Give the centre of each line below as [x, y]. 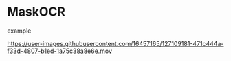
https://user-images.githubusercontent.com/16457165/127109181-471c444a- [115, 43]
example [19, 30]
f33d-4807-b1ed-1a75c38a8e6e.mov [59, 51]
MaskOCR [36, 12]
